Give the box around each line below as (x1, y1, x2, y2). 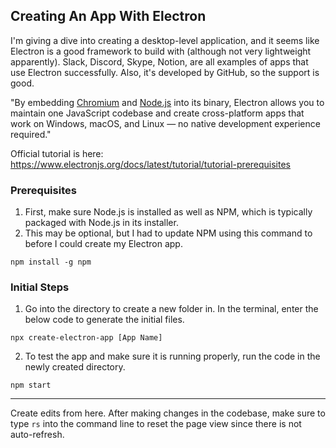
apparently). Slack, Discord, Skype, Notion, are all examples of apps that (10, 55, 309, 68)
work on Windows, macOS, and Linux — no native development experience (10, 117, 321, 129)
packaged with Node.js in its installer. (24, 217, 179, 229)
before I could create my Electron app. (24, 238, 183, 250)
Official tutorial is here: (10, 147, 104, 159)
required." (10, 128, 52, 140)
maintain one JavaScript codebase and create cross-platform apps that (10, 107, 305, 119)
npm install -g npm (10, 257, 92, 268)
